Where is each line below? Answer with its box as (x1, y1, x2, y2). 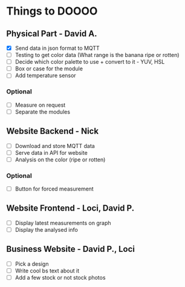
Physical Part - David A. (6, 29, 97, 39)
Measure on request (15, 101, 66, 109)
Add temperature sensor (15, 72, 77, 79)
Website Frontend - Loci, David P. (6, 203, 135, 214)
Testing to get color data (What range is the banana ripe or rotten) (15, 52, 180, 59)
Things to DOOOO (6, 4, 98, 18)
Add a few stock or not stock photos (15, 274, 106, 281)
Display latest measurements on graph (15, 219, 111, 226)
